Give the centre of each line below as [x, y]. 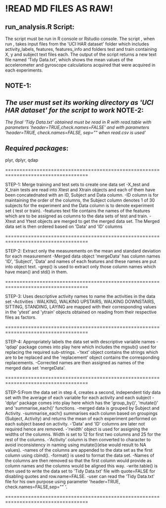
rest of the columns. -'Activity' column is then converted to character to [78, 440]
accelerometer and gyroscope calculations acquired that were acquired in [80, 65]
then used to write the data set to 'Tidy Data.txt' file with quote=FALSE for [80, 471]
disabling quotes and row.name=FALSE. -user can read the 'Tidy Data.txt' [80, 476]
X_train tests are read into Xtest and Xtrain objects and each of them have [80, 190]
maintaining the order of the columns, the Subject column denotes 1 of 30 [80, 200]
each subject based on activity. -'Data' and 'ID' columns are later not [75, 424]
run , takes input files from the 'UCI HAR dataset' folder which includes [77, 44]
